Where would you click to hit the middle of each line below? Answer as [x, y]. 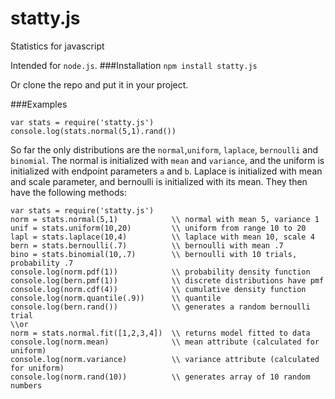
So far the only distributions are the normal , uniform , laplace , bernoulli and [164, 149]
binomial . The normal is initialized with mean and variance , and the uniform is [167, 160]
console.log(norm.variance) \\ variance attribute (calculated [165, 359]
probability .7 [42, 263]
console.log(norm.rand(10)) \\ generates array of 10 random [160, 377]
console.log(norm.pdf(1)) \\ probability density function [160, 272]
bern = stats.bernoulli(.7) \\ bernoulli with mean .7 [147, 245]
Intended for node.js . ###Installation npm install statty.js [134, 65]
